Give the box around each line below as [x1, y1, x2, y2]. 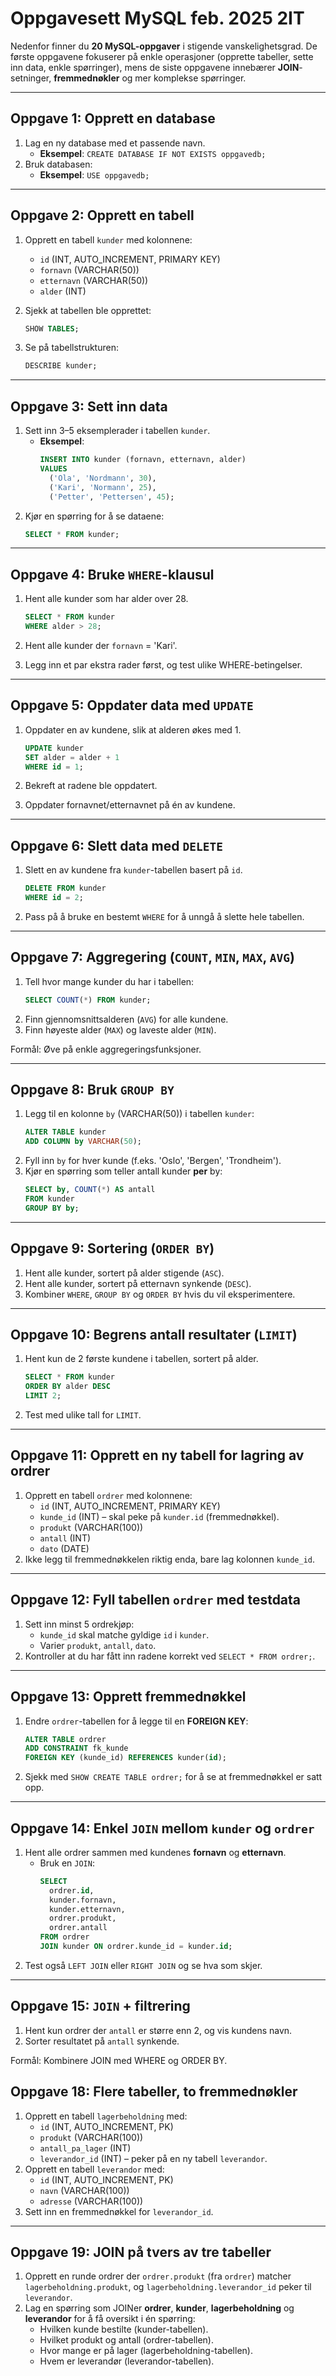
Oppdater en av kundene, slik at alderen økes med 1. [24, 723, 242, 736]
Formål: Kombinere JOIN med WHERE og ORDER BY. [10, 2054, 228, 2066]
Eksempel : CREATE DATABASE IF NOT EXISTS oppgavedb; [39, 147, 267, 159]
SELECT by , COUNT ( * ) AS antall [24, 1185, 156, 1195]
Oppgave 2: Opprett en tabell [10, 207, 195, 224]
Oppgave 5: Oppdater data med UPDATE [10, 697, 254, 714]
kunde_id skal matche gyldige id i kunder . [39, 1628, 210, 1641]
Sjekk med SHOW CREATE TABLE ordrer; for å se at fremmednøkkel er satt [24, 1771, 323, 1783]
